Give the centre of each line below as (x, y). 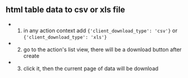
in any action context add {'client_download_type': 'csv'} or (100, 30)
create (31, 55)
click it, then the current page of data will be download (91, 68)
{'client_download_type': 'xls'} (65, 37)
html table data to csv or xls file (65, 10)
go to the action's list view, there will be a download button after (102, 49)
